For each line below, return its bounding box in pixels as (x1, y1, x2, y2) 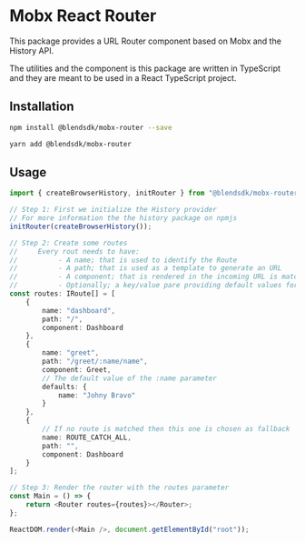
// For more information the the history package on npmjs (9, 214, 238, 223)
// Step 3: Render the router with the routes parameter (9, 483, 230, 492)
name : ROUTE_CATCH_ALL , (42, 433, 132, 442)
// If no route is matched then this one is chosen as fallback (42, 425, 290, 434)
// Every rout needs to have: (9, 246, 141, 256)
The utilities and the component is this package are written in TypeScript (9, 63, 281, 74)
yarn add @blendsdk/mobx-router (9, 139, 132, 148)
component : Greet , (42, 365, 112, 374)
